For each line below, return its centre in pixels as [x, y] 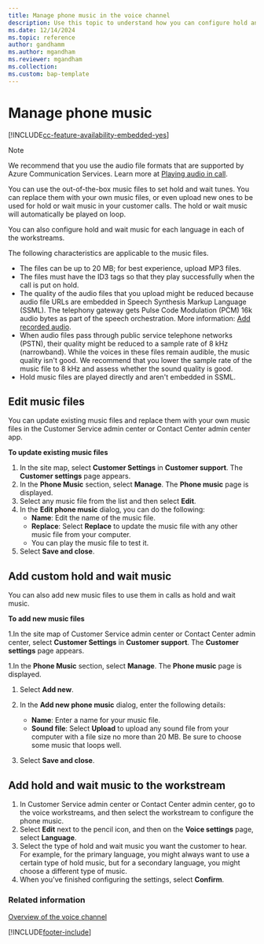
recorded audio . [46, 327]
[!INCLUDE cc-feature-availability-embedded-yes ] [89, 135]
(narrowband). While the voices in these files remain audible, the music [134, 352]
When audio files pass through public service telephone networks [126, 335]
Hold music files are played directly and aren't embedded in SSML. [127, 377]
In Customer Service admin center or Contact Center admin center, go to [137, 804]
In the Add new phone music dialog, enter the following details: [123, 705]
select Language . [48, 838]
